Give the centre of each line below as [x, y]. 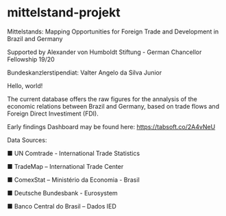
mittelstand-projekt [64, 13]
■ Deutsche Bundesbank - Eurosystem [62, 193]
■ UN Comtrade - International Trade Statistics [74, 153]
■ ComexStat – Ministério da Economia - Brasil [74, 180]
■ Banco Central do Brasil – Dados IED [62, 206]
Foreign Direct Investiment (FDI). [53, 113]
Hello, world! [25, 85]
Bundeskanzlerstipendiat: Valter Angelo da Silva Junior [85, 72]
